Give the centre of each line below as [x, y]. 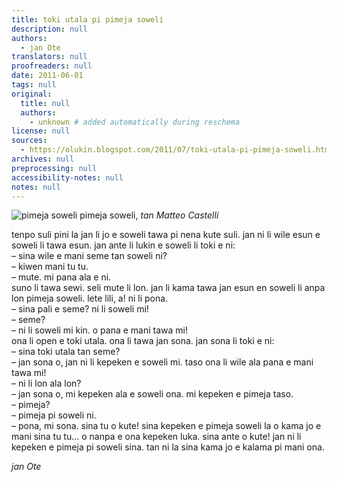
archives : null [43, 159]
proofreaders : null [52, 66]
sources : [29, 141]
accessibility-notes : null [67, 177]
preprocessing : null [54, 168]
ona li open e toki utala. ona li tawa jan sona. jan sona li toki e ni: [143, 341]
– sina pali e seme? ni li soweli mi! [80, 309]
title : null [45, 103]
